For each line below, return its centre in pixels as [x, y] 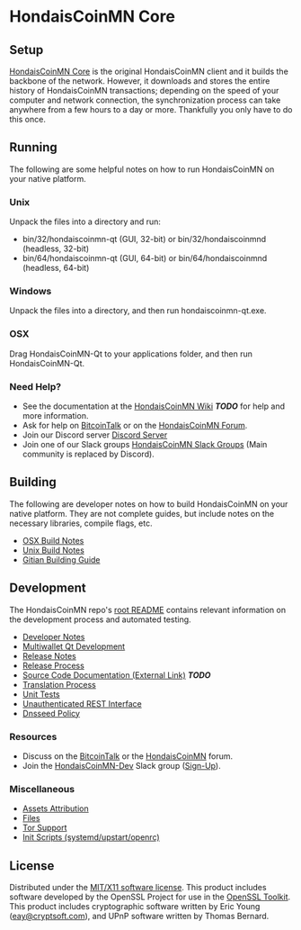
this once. [28, 119]
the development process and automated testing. [100, 619]
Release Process [53, 665]
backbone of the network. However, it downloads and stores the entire [140, 81]
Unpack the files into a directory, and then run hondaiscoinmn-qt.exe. [138, 311]
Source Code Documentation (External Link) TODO [116, 675]
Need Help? [35, 386]
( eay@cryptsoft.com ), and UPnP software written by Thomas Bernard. [139, 916]
